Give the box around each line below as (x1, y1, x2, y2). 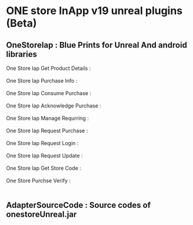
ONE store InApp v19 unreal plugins (6, 4, 183, 18)
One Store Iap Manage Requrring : (6, 115, 89, 122)
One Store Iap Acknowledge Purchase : (6, 102, 102, 109)
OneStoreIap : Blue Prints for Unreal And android (6, 40, 187, 50)
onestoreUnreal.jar (6, 210, 77, 220)
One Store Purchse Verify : (6, 177, 71, 184)
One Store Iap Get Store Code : (6, 164, 81, 172)
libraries (6, 49, 37, 59)
